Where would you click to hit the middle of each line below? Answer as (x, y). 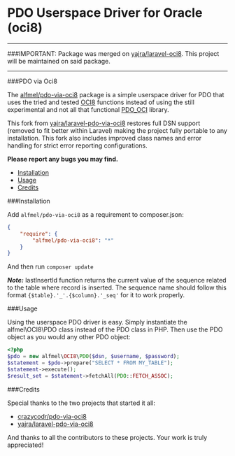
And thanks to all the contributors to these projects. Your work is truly (107, 437)
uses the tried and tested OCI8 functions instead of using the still (101, 102)
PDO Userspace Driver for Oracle (105, 13)
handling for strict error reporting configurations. (78, 145)
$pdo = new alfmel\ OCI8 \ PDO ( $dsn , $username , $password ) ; (93, 357)
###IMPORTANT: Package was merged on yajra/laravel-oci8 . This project (113, 53)
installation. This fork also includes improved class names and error (104, 138)
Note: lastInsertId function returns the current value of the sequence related (117, 280)
